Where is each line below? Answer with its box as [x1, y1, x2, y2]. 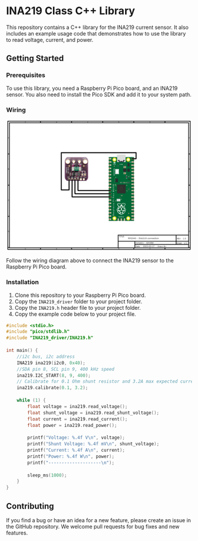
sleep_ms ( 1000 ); [27, 472, 67, 478]
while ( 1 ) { [16, 397, 46, 403]
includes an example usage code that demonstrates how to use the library [6, 30, 186, 37]
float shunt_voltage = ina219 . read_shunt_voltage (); [27, 410, 160, 416]
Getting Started [6, 53, 64, 63]
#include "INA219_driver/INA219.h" [6, 335, 94, 341]
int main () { [6, 348, 38, 354]
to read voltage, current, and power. [6, 36, 94, 43]
